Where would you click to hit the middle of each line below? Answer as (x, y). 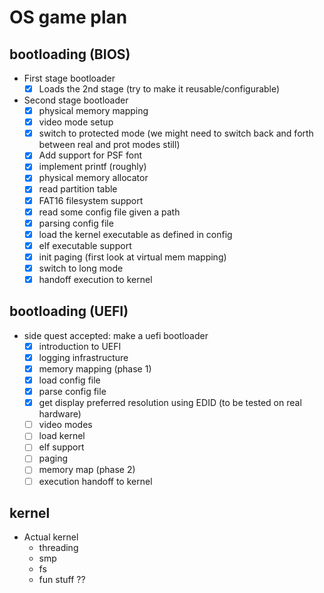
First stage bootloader (69, 78)
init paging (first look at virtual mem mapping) (132, 257)
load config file (69, 380)
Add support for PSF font (90, 155)
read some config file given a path (109, 212)
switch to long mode (81, 268)
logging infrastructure (83, 357)
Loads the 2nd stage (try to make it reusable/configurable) (159, 89)
